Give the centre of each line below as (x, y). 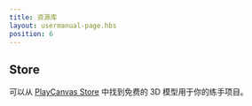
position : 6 (31, 34)
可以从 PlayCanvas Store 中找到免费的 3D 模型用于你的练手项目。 (129, 92)
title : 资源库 (33, 17)
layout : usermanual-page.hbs (63, 26)
